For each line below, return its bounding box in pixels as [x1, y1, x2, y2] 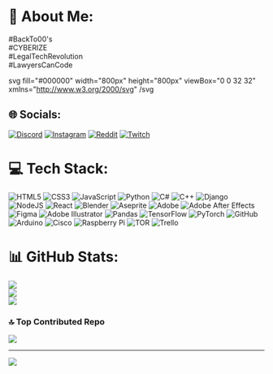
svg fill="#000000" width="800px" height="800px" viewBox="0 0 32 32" [8, 75, 256, 85]
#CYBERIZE [8, 42, 48, 52]
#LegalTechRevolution [8, 51, 84, 61]
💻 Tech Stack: [8, 159, 109, 178]
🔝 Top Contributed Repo [8, 316, 106, 327]
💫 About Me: [8, 7, 94, 26]
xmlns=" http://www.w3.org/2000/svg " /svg [8, 84, 154, 94]
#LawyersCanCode [8, 60, 73, 70]
